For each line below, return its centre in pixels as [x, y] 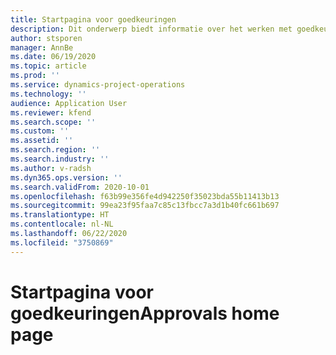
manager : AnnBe [42, 47]
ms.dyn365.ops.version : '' [66, 177]
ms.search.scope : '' [53, 122]
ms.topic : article [48, 66]
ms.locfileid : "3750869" [62, 242]
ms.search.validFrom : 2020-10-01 [80, 187]
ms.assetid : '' [42, 141]
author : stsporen [46, 38]
